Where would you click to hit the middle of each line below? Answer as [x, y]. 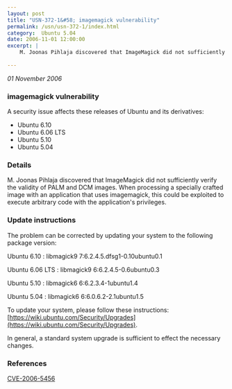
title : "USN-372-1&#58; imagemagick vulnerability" [83, 20]
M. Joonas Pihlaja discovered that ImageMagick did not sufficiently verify [112, 180]
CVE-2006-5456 [31, 378]
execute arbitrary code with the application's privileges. [87, 202]
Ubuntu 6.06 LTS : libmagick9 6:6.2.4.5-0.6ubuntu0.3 [83, 269]
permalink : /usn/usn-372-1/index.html [63, 26]
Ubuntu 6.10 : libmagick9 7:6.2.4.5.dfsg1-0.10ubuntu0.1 [85, 256]
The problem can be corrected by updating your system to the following [110, 235]
